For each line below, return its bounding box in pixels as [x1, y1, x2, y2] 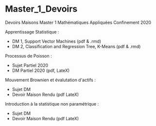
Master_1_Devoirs [5, 3, 78, 15]
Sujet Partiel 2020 [12, 62, 49, 68]
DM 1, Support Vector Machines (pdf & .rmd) [12, 38, 101, 44]
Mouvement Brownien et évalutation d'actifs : [5, 77, 96, 83]
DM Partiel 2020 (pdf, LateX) [12, 67, 70, 73]
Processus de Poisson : [5, 53, 52, 59]
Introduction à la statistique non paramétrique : [5, 101, 99, 107]
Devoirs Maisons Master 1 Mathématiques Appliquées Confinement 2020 [5, 19, 152, 25]
